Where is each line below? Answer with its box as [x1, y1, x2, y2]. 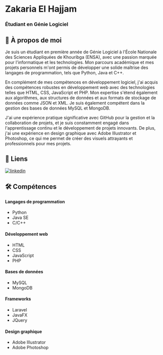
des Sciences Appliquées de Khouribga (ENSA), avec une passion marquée [5, 54, 157, 60]
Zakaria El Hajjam [5, 3, 77, 15]
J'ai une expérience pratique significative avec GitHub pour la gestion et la [5, 114, 155, 120]
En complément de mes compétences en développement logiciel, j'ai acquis [5, 79, 158, 85]
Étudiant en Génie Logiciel [5, 21, 68, 28]
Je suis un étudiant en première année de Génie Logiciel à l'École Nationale [5, 49, 157, 55]
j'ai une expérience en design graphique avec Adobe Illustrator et [5, 130, 137, 136]
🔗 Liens [5, 155, 28, 163]
